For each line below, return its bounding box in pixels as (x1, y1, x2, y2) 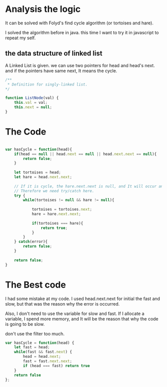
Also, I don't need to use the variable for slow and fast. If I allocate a (5, 310, 145, 316)
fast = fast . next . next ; (23, 359, 72, 364)
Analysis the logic (5, 3, 81, 15)
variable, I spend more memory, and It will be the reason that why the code (5, 315, 159, 321)
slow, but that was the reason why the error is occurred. (5, 301, 120, 307)
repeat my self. (5, 35, 36, 41)
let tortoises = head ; (14, 170, 61, 175)
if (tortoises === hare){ (31, 221, 83, 226)
